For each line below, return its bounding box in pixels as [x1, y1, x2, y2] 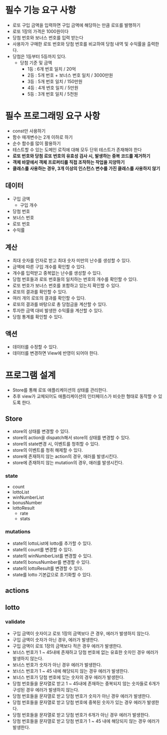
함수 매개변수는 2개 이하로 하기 [12, 134, 73, 140]
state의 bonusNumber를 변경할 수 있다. [12, 559, 91, 565]
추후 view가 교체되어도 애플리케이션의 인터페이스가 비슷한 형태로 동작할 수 [12, 394, 157, 400]
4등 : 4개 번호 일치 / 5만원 [27, 85, 78, 91]
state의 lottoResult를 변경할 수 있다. [12, 565, 83, 571]
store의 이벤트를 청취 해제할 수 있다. [12, 447, 83, 453]
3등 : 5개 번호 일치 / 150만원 [27, 78, 82, 84]
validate [5, 618, 25, 625]
